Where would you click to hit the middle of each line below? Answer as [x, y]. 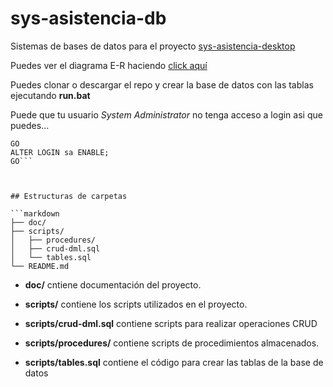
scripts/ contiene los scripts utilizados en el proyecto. [136, 304]
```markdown [35, 213]
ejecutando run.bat [50, 95]
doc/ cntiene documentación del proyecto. [113, 284]
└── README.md [40, 266]
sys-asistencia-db [88, 18]
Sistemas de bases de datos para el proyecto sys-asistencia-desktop [153, 46]
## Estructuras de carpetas [69, 196]
